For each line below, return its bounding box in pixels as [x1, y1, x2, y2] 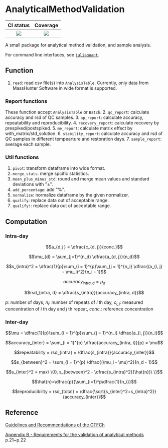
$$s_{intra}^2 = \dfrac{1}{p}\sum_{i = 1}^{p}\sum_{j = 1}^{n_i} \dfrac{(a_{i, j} [6, 264, 163, 270]
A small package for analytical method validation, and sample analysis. [5, 42, 151, 48]
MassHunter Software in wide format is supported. [12, 85, 117, 91]
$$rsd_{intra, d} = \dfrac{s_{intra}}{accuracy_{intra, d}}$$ [24, 289, 144, 295]
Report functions [5, 97, 48, 104]
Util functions [5, 154, 39, 161]
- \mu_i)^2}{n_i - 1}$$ [62, 269, 107, 275]
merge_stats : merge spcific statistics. [12, 170, 89, 177]
